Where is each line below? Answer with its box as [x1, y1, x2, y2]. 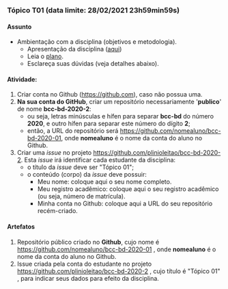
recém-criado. [37, 207, 79, 215]
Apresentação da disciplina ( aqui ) [27, 45, 122, 53]
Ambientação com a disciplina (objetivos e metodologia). [16, 38, 177, 46]
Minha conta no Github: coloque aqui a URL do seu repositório [37, 199, 213, 208]
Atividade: [7, 75, 38, 84]
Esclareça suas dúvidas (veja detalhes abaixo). [27, 60, 159, 68]
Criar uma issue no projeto [16, 149, 92, 157]
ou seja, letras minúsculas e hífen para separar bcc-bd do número [27, 112, 214, 121]
